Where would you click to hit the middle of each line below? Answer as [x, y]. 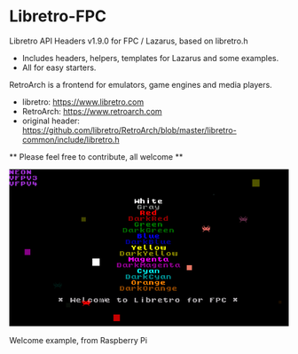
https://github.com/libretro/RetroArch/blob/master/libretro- [129, 130]
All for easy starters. [59, 67]
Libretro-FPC [58, 16]
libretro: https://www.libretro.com [83, 102]
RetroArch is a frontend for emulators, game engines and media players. [141, 84]
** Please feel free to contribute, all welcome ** [96, 156]
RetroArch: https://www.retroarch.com [92, 111]
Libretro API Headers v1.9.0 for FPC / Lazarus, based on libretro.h [129, 41]
